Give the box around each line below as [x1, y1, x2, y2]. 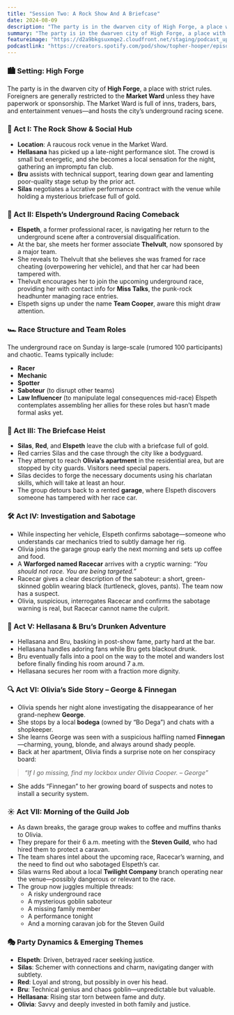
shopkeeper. [17, 725, 54, 734]
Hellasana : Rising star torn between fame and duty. [17, 992, 166, 1001]
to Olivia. [17, 830, 43, 839]
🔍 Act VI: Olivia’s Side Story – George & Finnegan [7, 685, 177, 694]
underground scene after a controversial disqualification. [17, 232, 180, 241]
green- [185, 574, 206, 582]
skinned [17, 582, 40, 590]
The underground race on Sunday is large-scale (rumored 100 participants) [7, 343, 223, 352]
